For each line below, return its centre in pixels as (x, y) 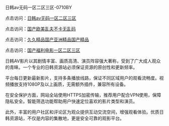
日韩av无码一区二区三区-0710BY (38, 7)
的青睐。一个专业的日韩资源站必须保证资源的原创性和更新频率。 (71, 67)
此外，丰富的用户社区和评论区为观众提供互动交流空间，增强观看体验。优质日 (84, 112)
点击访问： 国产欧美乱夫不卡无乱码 (40, 29)
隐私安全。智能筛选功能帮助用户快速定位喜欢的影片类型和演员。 (71, 101)
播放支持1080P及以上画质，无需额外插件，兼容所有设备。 (69, 84)
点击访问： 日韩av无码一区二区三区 (41, 18)
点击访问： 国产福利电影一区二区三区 (43, 50)
